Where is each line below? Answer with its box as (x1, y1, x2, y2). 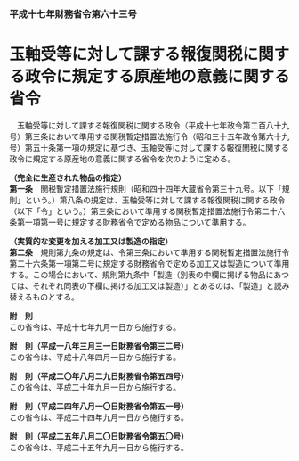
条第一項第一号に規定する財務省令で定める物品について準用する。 (9, 217, 251, 227)
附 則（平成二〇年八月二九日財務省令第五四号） (9, 370, 189, 381)
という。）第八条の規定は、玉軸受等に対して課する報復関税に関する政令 (24, 194, 286, 205)
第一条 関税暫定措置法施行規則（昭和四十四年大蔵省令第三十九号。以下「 (9, 183, 282, 193)
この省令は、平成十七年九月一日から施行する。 (9, 321, 181, 332)
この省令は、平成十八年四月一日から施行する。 (9, 351, 181, 362)
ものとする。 (32, 292, 80, 302)
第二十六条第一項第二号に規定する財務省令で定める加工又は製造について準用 (9, 258, 290, 268)
